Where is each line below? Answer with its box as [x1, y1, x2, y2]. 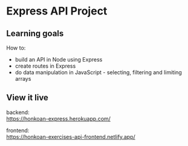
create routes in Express [15, 62, 76, 69]
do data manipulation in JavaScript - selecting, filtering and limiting [15, 69, 183, 76]
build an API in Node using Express [15, 56, 103, 63]
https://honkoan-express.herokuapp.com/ [6, 115, 111, 122]
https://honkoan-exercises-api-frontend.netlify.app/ [6, 133, 136, 140]
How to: [6, 44, 26, 51]
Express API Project [6, 4, 108, 18]
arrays [15, 75, 31, 82]
